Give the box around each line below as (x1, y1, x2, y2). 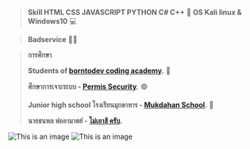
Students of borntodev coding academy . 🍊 (27, 66, 171, 75)
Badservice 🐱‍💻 (27, 35, 78, 44)
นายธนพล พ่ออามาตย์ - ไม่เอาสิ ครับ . (27, 116, 123, 125)
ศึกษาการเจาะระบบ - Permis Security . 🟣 (27, 82, 148, 91)
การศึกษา (27, 50, 52, 59)
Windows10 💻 (27, 17, 77, 25)
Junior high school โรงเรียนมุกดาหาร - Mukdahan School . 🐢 (27, 100, 214, 109)
